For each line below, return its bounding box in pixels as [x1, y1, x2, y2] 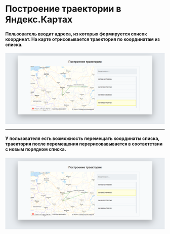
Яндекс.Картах [5, 14, 73, 25]
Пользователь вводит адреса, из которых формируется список [5, 31, 147, 37]
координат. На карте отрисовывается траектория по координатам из [5, 36, 160, 42]
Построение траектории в [5, 3, 121, 15]
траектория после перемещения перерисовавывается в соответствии [5, 141, 163, 147]
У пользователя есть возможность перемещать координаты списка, [5, 135, 160, 142]
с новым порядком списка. [5, 146, 67, 152]
